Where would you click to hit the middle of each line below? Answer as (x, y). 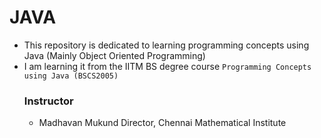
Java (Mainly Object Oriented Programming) (114, 55)
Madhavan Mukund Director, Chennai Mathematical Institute (162, 123)
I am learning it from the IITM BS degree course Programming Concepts (167, 66)
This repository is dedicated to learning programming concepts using (166, 45)
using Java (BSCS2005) (71, 76)
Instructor (48, 101)
